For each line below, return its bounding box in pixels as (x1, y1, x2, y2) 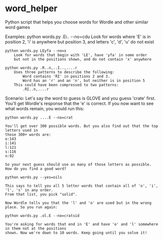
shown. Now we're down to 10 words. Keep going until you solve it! (5, 230, 147, 235)
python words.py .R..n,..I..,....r (5, 65, 78, 70)
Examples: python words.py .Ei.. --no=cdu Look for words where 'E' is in (5, 34, 151, 40)
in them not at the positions (5, 226, 67, 231)
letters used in (5, 128, 38, 133)
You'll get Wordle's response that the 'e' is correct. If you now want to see (5, 100, 154, 106)
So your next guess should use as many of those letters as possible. (5, 162, 152, 167)
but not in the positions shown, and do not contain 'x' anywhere (14, 57, 152, 61)
